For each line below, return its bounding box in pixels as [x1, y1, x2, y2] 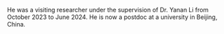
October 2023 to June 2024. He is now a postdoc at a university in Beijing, [7, 13, 218, 21]
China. [7, 20, 26, 28]
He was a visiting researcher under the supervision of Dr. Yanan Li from [7, 6, 209, 14]
